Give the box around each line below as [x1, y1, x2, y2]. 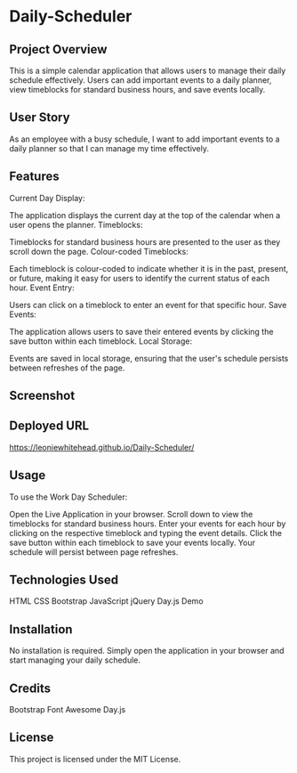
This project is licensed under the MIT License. [9, 753, 181, 764]
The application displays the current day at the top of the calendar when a [9, 209, 281, 220]
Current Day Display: [9, 192, 85, 203]
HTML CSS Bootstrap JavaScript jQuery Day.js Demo [9, 596, 204, 606]
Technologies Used [9, 573, 118, 588]
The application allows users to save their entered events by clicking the [9, 326, 274, 337]
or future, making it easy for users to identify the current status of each [9, 273, 270, 283]
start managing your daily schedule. [9, 655, 140, 665]
